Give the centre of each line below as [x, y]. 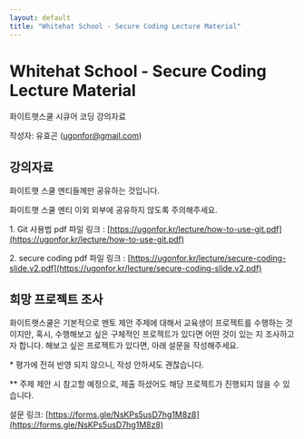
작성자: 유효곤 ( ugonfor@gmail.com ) [76, 136]
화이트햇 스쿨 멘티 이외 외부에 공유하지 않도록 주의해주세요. [113, 210]
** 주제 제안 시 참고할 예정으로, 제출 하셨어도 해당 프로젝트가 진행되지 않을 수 [145, 384]
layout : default [40, 18]
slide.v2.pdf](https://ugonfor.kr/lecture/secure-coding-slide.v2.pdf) [136, 268]
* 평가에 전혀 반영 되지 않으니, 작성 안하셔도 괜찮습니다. [107, 365]
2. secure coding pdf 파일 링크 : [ [70, 259]
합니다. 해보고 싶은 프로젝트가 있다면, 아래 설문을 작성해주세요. [129, 346]
